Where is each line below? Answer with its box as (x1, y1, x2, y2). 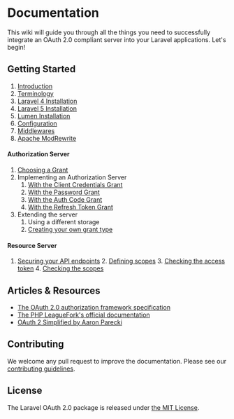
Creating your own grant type (27, 225, 113, 233)
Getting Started (7, 63, 76, 75)
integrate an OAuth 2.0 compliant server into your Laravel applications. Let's (7, 35, 226, 43)
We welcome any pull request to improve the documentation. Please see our (7, 357, 227, 365)
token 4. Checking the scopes (17, 264, 104, 273)
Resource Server (7, 241, 57, 249)
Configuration (17, 119, 57, 128)
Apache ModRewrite (17, 134, 77, 142)
